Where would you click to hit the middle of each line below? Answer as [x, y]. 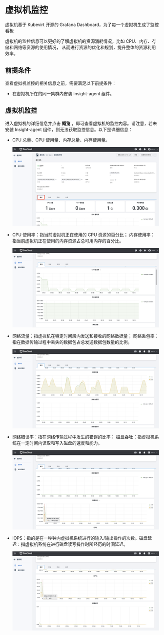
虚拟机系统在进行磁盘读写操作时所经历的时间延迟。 [76, 544]
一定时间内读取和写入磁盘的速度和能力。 [61, 443]
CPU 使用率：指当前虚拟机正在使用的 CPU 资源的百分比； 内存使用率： [83, 235]
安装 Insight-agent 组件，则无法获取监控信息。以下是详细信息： [69, 129]
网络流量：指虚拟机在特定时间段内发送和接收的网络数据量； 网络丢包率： [85, 336]
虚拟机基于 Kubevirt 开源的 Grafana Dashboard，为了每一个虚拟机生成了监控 [82, 25]
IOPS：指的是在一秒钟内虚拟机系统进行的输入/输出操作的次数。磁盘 [80, 538]
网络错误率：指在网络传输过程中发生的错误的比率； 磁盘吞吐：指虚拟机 [83, 437]
